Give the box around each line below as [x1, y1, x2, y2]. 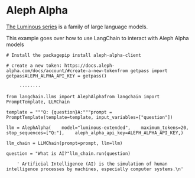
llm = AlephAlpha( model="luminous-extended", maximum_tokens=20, [6, 125, 189, 131]
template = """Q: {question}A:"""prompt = [6, 109, 112, 115]
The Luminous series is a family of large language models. [6, 23, 148, 30]
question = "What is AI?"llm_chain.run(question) [6, 150, 131, 157]
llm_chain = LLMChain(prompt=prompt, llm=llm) [6, 140, 123, 146]
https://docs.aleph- [64, 63, 115, 69]
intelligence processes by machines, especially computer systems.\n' [6, 166, 184, 172]
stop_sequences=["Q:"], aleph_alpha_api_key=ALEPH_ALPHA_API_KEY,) [6, 130, 184, 136]
